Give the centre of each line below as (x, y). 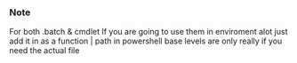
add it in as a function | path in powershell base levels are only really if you (146, 41)
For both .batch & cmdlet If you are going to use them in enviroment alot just (148, 32)
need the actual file (44, 51)
